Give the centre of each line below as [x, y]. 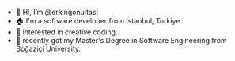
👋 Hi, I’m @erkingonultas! [57, 12]
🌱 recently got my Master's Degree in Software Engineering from [121, 40]
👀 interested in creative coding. [66, 32]
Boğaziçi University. [48, 48]
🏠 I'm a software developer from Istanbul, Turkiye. [99, 21]
